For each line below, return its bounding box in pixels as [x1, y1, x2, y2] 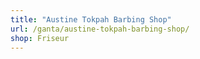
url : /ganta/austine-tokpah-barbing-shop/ [10, 24, 190, 34]
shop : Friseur [10, 33, 70, 43]
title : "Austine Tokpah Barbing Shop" [10, 14, 172, 25]
